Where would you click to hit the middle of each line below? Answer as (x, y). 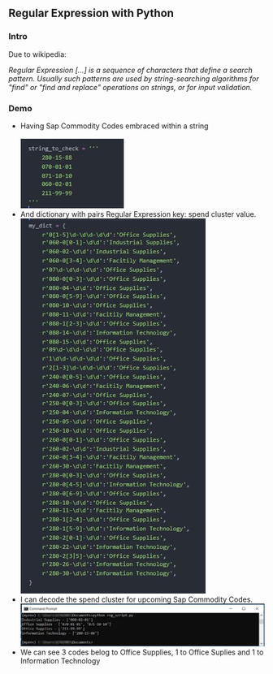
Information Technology (60, 660)
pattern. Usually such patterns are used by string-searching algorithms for (134, 78)
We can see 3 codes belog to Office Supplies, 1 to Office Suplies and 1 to (142, 652)
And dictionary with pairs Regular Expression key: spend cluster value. (138, 214)
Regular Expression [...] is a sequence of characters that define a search (131, 70)
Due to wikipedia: (37, 54)
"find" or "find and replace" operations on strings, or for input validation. (130, 87)
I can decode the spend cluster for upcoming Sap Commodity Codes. (136, 599)
